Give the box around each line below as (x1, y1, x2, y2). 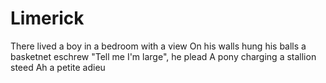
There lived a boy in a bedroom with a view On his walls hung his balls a (10, 40, 307, 52)
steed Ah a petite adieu (10, 61, 106, 73)
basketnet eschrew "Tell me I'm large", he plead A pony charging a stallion (10, 50, 317, 62)
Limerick (10, 7, 85, 30)
